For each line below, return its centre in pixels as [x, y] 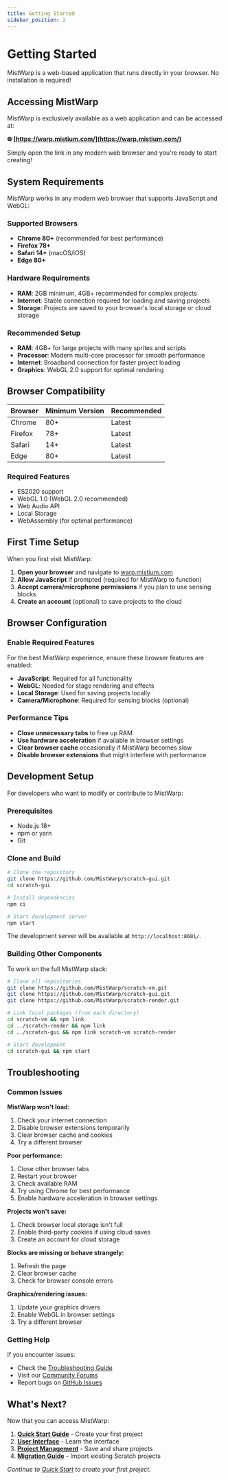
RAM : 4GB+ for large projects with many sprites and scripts [102, 347]
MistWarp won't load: [38, 1107]
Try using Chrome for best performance [73, 1191]
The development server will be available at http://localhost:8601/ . [104, 936]
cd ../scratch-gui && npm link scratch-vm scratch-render [92, 1032]
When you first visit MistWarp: [50, 558]
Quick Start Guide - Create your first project [80, 1434]
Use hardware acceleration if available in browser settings [100, 740]
